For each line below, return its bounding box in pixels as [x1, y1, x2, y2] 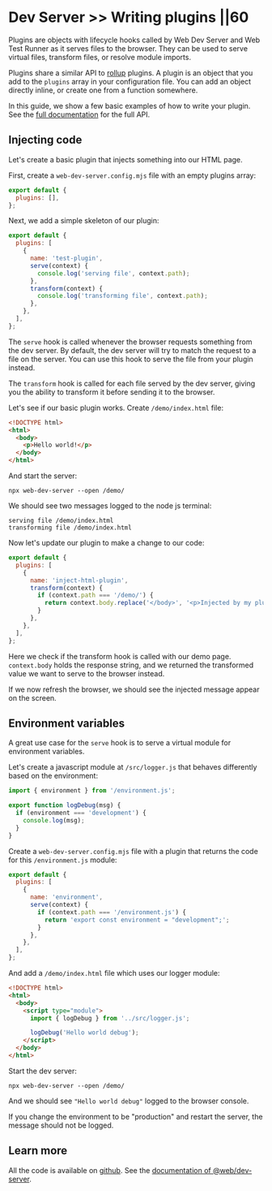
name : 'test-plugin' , [29, 254, 104, 262]
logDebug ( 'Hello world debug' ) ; [29, 1029, 139, 1037]
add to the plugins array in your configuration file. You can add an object [8, 76, 252, 86]
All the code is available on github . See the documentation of [8, 1165, 212, 1175]
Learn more [8, 1144, 68, 1158]
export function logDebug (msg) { [8, 801, 121, 809]
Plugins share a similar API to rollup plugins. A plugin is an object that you [8, 67, 253, 77]
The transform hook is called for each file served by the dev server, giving [8, 378, 256, 388]
